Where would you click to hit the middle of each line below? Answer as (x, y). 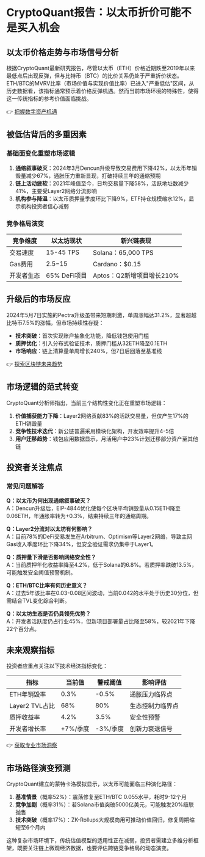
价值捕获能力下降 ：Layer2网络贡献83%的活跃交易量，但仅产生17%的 (102, 415)
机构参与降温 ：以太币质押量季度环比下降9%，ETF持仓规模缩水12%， (102, 199)
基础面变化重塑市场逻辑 (41, 153)
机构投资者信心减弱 (45, 206)
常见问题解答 (25, 486)
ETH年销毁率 (28, 695)
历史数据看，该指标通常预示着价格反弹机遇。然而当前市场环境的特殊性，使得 (103, 91)
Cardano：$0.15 (117, 264)
